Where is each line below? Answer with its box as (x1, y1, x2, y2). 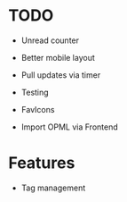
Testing (20, 87, 50, 97)
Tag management (20, 182, 86, 193)
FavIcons (20, 104, 55, 114)
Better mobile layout (20, 52, 95, 63)
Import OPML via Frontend (20, 122, 119, 132)
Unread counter (20, 35, 80, 46)
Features (8, 153, 75, 173)
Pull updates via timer (20, 69, 101, 80)
